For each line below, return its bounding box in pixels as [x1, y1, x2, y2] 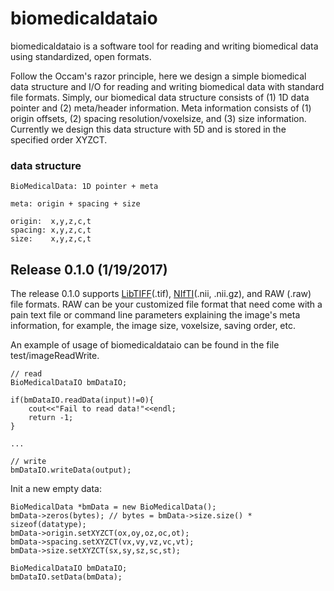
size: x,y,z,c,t [10, 234, 92, 244]
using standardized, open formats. [10, 50, 152, 62]
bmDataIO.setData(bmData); [10, 572, 123, 582]
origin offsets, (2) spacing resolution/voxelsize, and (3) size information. [10, 112, 307, 124]
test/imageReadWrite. [10, 350, 100, 362]
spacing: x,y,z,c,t [10, 225, 92, 236]
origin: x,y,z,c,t [10, 217, 92, 227]
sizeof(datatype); [10, 520, 87, 530]
